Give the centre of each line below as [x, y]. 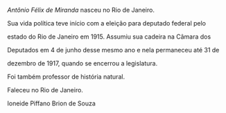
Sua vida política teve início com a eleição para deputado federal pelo [107, 23]
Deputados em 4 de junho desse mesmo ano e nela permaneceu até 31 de [113, 50]
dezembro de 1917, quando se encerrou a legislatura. [82, 63]
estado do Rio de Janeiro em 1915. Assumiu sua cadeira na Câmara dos [109, 37]
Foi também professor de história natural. [66, 76]
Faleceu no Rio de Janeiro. [45, 90]
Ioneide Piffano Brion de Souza [51, 103]
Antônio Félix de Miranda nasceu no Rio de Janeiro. [81, 10]
